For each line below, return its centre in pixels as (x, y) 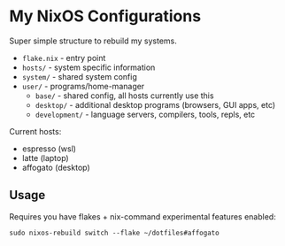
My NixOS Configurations (105, 16)
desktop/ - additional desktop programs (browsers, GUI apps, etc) (155, 104)
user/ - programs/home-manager (83, 86)
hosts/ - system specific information (89, 67)
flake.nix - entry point (64, 58)
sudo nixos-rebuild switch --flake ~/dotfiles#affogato (114, 233)
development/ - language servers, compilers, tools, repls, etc (145, 114)
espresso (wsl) (49, 149)
